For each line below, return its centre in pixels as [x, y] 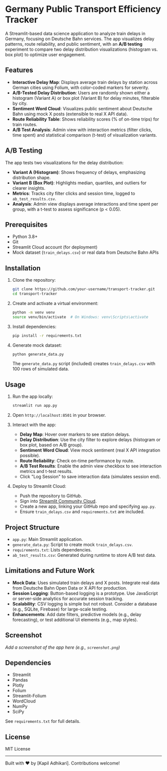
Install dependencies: [34, 326]
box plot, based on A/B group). [51, 445]
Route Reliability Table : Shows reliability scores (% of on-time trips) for [85, 119]
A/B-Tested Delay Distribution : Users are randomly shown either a [81, 92]
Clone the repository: [34, 280]
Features [19, 70]
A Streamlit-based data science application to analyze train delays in [75, 33]
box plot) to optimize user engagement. [45, 54]
